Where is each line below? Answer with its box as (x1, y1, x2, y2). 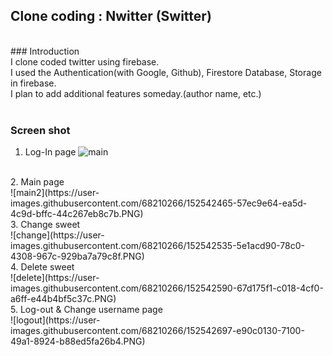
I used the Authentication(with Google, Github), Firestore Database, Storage (10, 66, 322, 78)
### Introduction (10, 45, 80, 57)
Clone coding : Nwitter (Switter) (10, 8, 212, 25)
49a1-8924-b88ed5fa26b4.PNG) (10, 335, 146, 348)
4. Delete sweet (10, 261, 75, 273)
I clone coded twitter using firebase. (10, 55, 160, 68)
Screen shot (10, 123, 71, 137)
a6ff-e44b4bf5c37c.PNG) (10, 293, 117, 305)
